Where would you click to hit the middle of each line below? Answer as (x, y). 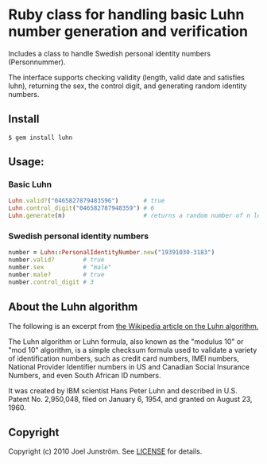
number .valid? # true (56, 260)
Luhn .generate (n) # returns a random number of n (129, 216)
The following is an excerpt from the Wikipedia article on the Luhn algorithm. (133, 326)
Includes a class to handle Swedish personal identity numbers (110, 53)
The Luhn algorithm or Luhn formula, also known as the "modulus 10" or (126, 341)
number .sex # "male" (60, 268)
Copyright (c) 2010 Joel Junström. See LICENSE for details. (105, 451)
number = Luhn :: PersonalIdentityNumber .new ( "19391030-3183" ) (112, 253)
